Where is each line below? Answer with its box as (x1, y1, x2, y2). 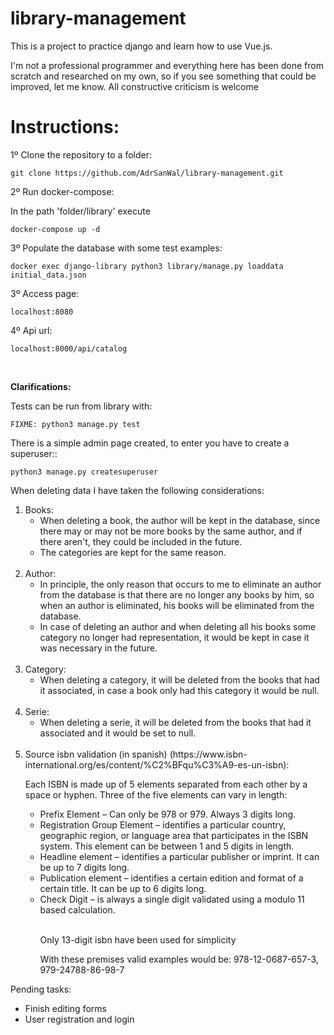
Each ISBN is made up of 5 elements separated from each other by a (24, 778, 308, 790)
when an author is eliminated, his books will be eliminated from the (39, 599, 315, 611)
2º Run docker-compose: (10, 185, 115, 197)
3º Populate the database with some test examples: (10, 242, 223, 254)
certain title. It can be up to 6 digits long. (39, 882, 207, 894)
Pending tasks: (10, 983, 72, 995)
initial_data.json (10, 270, 87, 280)
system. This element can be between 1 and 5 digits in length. (39, 840, 295, 852)
